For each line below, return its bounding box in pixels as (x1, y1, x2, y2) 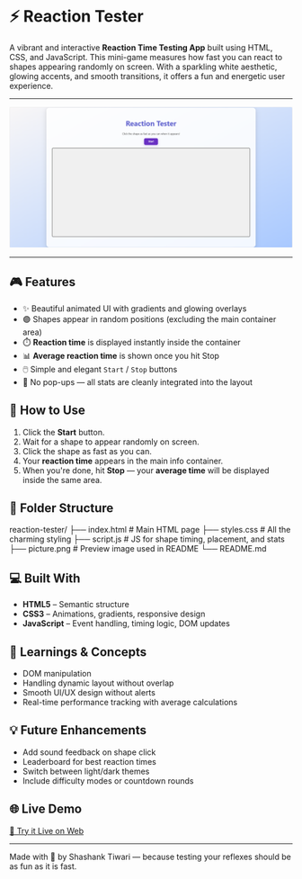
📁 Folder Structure (9, 500, 114, 516)
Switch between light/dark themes (22, 766, 150, 776)
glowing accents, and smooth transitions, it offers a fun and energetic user (9, 70, 286, 81)
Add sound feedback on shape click (22, 747, 156, 758)
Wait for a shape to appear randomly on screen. (22, 436, 200, 447)
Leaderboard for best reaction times (22, 756, 157, 767)
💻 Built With (9, 570, 81, 586)
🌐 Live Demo (9, 802, 83, 817)
